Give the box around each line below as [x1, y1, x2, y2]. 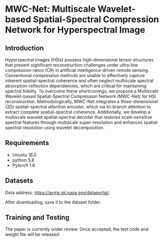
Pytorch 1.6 [12, 162, 35, 168]
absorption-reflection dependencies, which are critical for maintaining [5, 83, 147, 89]
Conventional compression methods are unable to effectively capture [5, 73, 145, 78]
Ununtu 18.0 [12, 152, 37, 158]
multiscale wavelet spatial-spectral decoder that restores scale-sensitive [5, 114, 152, 120]
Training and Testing [5, 214, 70, 222]
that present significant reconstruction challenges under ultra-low [5, 62, 138, 68]
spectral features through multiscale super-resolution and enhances [5, 119, 143, 125]
